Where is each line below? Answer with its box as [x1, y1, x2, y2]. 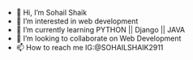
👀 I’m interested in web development [15, 16, 139, 26]
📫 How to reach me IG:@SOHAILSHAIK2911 [15, 43, 164, 52]
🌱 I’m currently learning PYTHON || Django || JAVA [15, 25, 185, 34]
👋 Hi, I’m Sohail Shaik [15, 8, 88, 17]
